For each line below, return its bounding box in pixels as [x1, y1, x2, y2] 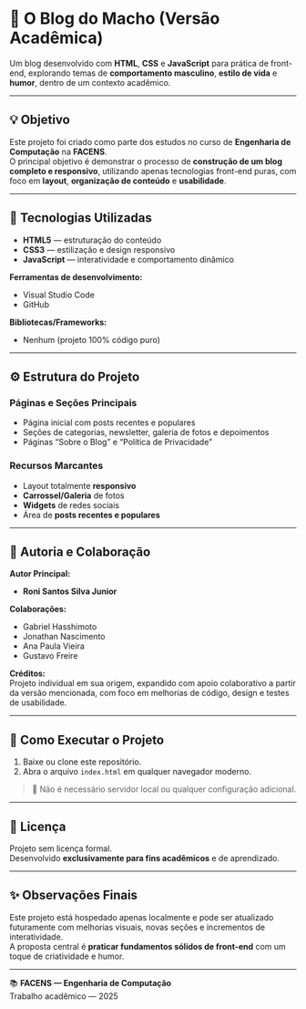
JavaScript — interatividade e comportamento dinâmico [22, 254, 235, 265]
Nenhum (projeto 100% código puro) [22, 334, 161, 345]
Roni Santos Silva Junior [22, 586, 117, 597]
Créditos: [9, 668, 46, 679]
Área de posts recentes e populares [22, 509, 161, 520]
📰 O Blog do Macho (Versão [9, 8, 220, 29]
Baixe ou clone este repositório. [22, 756, 142, 767]
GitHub [22, 298, 50, 309]
